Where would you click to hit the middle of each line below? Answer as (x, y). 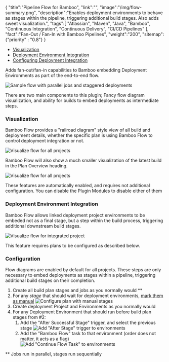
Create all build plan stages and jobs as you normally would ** (77, 290)
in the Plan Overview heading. (36, 166)
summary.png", (21, 13)
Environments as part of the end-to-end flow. (52, 75)
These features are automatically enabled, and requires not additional (78, 186)
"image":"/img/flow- (121, 7)
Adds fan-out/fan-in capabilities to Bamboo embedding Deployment (76, 70)
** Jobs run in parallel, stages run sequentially (54, 354)
